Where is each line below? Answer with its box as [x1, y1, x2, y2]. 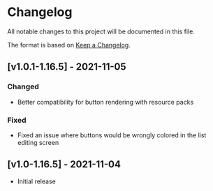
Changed [7, 82, 40, 91]
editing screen [17, 138, 59, 146]
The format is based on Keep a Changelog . [7, 40, 131, 49]
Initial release [17, 177, 56, 185]
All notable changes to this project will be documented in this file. [7, 27, 196, 36]
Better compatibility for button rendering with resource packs [17, 98, 194, 106]
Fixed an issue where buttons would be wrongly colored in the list [17, 130, 207, 139]
